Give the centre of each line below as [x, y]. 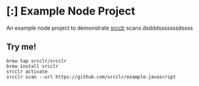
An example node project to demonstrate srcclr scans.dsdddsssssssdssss [100, 28]
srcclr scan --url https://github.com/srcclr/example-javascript [91, 77]
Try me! [21, 47]
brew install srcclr [33, 66]
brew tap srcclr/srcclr [37, 61]
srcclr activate [27, 71]
